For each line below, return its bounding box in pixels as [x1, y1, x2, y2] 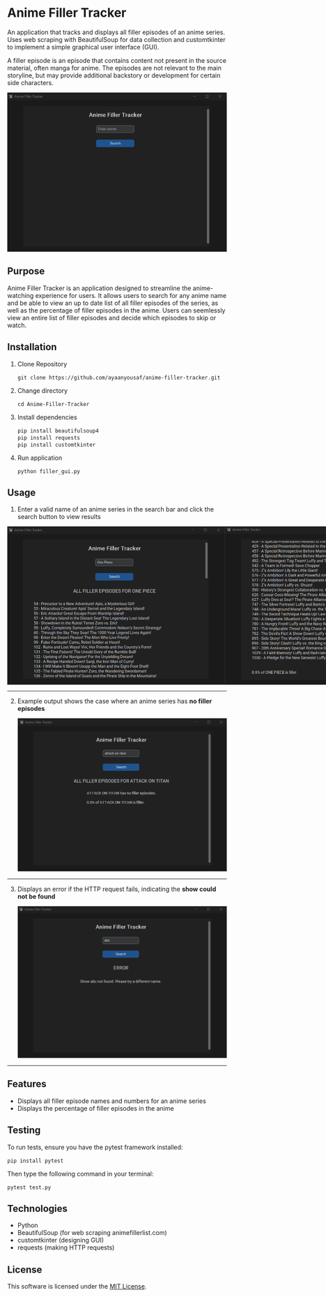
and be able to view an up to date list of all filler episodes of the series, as [7, 299, 219, 307]
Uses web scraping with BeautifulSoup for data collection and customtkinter [7, 35, 226, 43]
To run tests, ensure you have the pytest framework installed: [7, 1143, 183, 1151]
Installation [7, 341, 57, 353]
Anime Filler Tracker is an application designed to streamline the [7, 284, 192, 292]
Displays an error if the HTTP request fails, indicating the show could [17, 885, 217, 893]
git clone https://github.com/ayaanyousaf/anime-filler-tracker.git [17, 374, 221, 381]
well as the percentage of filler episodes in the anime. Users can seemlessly [7, 306, 226, 315]
